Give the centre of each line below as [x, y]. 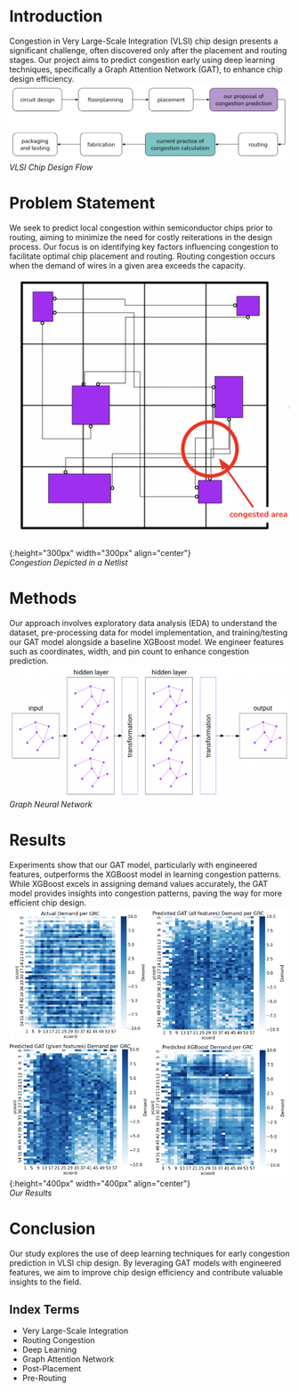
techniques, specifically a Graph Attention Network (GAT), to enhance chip [146, 69]
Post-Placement [52, 1369]
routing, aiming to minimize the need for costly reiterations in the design [141, 237]
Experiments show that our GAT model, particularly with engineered [133, 865]
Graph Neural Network [51, 804]
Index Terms [44, 1310]
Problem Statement [82, 203]
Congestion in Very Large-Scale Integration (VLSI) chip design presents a [144, 41]
